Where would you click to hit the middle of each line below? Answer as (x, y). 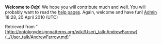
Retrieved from (20, 27)
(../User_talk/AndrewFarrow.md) (37, 37)
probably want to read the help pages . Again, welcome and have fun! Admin (81, 12)
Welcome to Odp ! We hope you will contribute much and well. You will (75, 7)
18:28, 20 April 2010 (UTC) (32, 17)
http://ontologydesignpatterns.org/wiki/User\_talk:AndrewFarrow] (72, 32)
